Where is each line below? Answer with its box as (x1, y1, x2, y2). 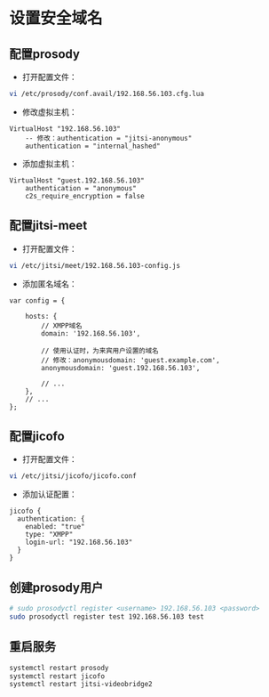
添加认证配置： (21, 489, 77, 499)
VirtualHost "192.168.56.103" (9, 124, 122, 134)
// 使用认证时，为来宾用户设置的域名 (41, 346, 160, 355)
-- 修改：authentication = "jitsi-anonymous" (25, 134, 193, 142)
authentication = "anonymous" (25, 183, 138, 192)
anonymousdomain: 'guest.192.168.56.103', (41, 363, 201, 372)
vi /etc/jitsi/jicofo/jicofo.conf (9, 472, 138, 481)
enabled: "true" (25, 523, 86, 531)
